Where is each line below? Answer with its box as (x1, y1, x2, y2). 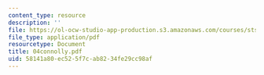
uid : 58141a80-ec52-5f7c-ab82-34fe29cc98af (8, 55, 153, 63)
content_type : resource (8, 11, 86, 20)
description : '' (8, 19, 61, 27)
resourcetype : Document (8, 41, 86, 48)
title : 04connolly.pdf (8, 48, 82, 55)
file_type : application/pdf (8, 33, 101, 41)
